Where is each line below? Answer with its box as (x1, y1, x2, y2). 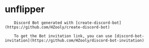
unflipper (5, 4, 45, 15)
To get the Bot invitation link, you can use (14, 33, 113, 38)
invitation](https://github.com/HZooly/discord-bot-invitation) (5, 38, 144, 43)
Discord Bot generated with (14, 20, 73, 25)
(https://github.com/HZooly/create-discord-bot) (5, 24, 110, 30)
